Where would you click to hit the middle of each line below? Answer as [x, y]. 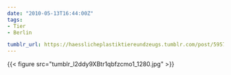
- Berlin [20, 32]
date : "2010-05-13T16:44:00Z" [51, 13]
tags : [15, 20]
